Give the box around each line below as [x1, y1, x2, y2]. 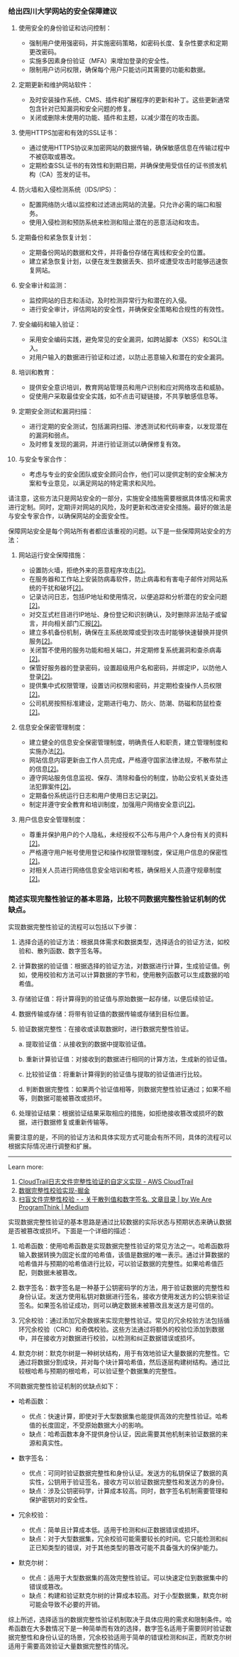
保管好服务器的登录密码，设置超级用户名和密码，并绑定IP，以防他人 [28, 664, 228, 672]
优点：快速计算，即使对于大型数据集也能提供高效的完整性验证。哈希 [28, 1411, 228, 1421]
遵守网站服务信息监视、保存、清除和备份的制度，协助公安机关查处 [28, 774, 222, 782]
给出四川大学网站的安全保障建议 [8, 6, 118, 16]
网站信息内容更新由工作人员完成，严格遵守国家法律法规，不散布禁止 [28, 756, 228, 765]
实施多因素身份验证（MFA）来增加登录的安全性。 [28, 57, 173, 65]
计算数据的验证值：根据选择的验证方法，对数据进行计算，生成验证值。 [18, 961, 224, 970]
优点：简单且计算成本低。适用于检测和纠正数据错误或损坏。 [28, 1525, 204, 1534]
